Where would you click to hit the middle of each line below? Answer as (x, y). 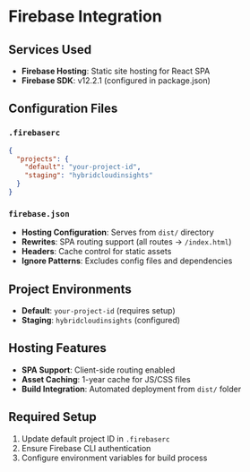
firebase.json (39, 214)
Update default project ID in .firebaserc (95, 438)
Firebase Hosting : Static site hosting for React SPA (116, 71)
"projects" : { (43, 159)
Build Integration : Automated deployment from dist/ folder (131, 389)
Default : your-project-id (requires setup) (98, 311)
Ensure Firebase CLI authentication (86, 448)
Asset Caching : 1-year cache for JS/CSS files (106, 379)
